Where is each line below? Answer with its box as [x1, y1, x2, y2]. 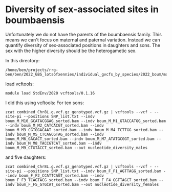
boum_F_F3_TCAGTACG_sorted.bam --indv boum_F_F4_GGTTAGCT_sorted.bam [5, 177, 157, 182]
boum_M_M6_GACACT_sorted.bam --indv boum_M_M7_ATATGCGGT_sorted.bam [5, 136, 155, 141]
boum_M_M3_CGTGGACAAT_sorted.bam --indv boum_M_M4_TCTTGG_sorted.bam [5, 127, 157, 132]
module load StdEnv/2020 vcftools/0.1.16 [5, 90, 95, 95]
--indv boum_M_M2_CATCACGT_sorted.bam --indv [5, 123, 104, 128]
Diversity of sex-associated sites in [5, 4, 159, 15]
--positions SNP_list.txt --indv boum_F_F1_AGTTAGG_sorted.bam [24, 169, 161, 174]
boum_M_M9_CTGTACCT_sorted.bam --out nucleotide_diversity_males [5, 145, 147, 150]
